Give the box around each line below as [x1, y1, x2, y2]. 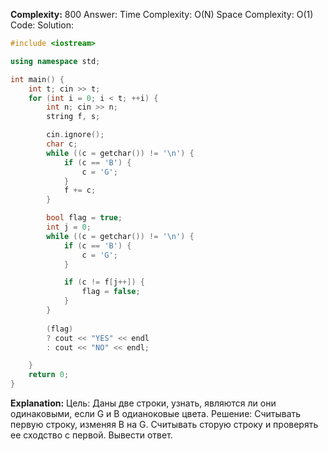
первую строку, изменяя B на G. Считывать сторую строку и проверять [10, 419, 319, 430]
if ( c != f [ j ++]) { [63, 277, 145, 288]
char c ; [46, 139, 78, 149]
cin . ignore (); [46, 130, 105, 140]
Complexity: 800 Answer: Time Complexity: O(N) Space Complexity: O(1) [10, 9, 314, 20]
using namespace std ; [10, 56, 101, 66]
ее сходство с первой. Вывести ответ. [10, 429, 173, 441]
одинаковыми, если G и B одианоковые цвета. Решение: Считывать [10, 408, 302, 419]
